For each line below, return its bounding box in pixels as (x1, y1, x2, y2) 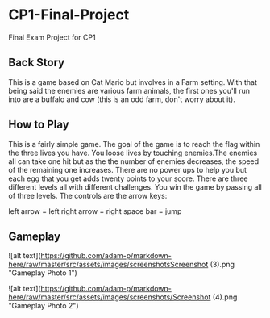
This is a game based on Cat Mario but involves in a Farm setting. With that (8, 77, 258, 86)
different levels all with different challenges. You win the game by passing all (8, 182, 262, 191)
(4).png (212, 292, 238, 302)
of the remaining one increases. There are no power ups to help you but (8, 165, 247, 174)
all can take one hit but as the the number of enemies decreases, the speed (8, 156, 260, 166)
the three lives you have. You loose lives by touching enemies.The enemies (8, 148, 258, 157)
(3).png (210, 260, 235, 270)
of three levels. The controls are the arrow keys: (8, 190, 168, 200)
